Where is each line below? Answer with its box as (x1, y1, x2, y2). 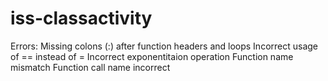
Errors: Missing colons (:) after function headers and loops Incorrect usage (10, 40, 319, 52)
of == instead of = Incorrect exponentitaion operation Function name (10, 50, 294, 62)
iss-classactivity (10, 7, 153, 30)
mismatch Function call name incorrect (10, 61, 171, 73)
